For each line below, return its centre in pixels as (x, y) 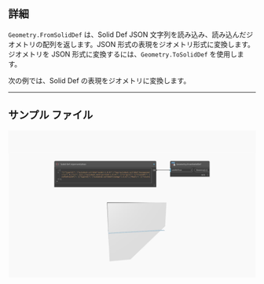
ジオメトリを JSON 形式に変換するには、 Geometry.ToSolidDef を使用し (123, 54)
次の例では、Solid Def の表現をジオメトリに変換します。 (99, 80)
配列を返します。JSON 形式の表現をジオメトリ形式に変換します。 (148, 44)
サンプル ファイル (51, 115)
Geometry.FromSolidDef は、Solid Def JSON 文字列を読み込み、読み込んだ (127, 35)
